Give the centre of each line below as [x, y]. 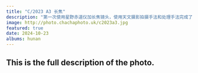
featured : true [25, 28]
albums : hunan [24, 39]
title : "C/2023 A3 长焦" [36, 11]
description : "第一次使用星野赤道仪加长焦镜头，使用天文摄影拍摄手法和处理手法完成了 [100, 17]
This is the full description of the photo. [80, 63]
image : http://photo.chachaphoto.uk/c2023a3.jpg [67, 22]
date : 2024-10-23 [27, 34]
